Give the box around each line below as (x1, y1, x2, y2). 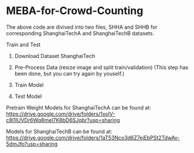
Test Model (14, 93, 42, 100)
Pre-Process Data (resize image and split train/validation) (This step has (14, 63, 189, 71)
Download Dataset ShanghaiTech (14, 52, 96, 59)
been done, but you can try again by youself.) (14, 70, 125, 77)
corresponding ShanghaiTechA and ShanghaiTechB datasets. (6, 29, 154, 36)
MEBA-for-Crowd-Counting (6, 4, 144, 18)
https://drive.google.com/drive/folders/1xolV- (6, 110, 115, 117)
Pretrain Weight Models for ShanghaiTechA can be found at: (6, 104, 151, 111)
